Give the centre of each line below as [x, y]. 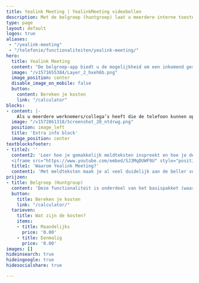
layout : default [26, 28]
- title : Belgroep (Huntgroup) [45, 183]
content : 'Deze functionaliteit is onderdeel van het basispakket [95, 188]
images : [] [20, 249]
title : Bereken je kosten [49, 199]
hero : [13, 56]
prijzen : [17, 177]
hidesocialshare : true [34, 265]
